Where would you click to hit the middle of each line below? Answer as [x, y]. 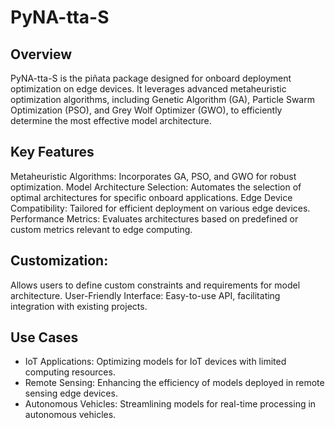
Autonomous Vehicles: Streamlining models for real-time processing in [170, 404]
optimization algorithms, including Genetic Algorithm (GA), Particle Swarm [162, 99]
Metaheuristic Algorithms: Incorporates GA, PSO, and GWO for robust [153, 176]
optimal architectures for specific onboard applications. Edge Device [151, 197]
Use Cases [44, 337]
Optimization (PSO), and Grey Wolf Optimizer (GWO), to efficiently [146, 110]
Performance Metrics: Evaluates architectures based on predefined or [154, 218]
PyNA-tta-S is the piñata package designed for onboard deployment [151, 78]
